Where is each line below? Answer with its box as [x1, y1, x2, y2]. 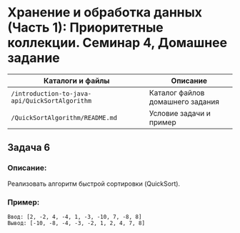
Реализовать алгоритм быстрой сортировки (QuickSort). [7, 179, 181, 188]
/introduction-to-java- [11, 89, 92, 97]
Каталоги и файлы [43, 76, 110, 86]
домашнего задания [149, 96, 220, 106]
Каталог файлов [149, 87, 205, 97]
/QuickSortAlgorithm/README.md [11, 114, 118, 122]
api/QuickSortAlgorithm [11, 96, 92, 104]
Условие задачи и [149, 108, 211, 118]
